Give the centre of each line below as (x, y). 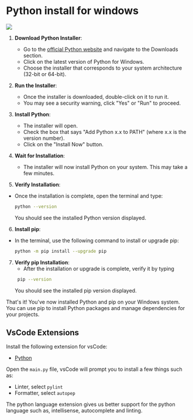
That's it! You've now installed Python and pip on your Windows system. (93, 302)
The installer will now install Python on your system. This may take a (106, 167)
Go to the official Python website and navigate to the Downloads (101, 49)
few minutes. (39, 173)
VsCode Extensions (43, 333)
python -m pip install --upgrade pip (61, 251)
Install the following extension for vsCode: (57, 347)
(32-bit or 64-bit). (45, 74)
